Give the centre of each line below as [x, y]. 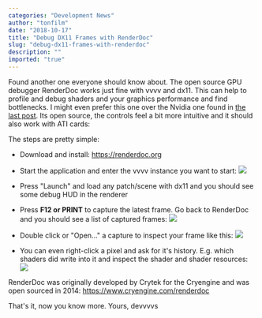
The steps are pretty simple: [54, 139]
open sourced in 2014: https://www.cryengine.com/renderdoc [109, 290]
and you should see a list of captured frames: [93, 219]
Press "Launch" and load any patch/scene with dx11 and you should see [137, 185]
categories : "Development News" [61, 15]
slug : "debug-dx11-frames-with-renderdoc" [79, 45]
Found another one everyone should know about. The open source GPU [125, 82]
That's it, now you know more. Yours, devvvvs [83, 305]
